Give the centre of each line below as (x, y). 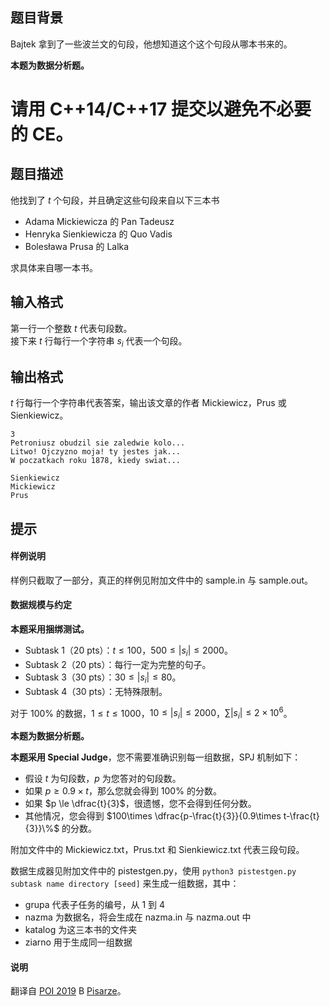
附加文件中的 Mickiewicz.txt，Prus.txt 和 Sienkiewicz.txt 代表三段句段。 (157, 850)
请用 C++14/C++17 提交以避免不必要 (161, 109)
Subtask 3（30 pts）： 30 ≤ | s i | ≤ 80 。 (103, 678)
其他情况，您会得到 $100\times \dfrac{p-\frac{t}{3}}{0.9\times (153, 816)
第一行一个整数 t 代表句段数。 (71, 328)
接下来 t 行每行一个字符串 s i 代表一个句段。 (99, 341)
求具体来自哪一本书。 (54, 267)
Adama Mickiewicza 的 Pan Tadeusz (99, 221)
